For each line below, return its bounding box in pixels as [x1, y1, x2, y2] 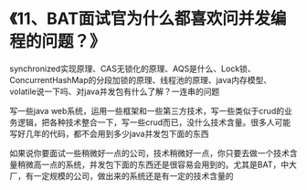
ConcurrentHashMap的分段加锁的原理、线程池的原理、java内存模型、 [9, 74, 272, 85]
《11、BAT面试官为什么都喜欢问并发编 [9, 8, 287, 29]
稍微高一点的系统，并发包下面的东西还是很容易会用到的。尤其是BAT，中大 [16, 159, 297, 170]
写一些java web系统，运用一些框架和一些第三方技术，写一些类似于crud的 [9, 105, 285, 116]
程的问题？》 [9, 31, 107, 52]
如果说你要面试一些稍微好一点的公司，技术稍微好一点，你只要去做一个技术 [9, 147, 290, 158]
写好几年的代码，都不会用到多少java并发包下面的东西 [9, 128, 209, 139]
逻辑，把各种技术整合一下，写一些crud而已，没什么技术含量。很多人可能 [16, 116, 291, 128]
